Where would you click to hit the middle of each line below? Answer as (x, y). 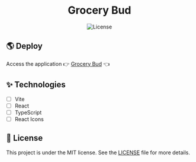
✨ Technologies (36, 85)
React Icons (29, 119)
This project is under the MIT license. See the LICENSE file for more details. (98, 153)
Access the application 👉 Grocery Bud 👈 (58, 63)
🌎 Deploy (24, 46)
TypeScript (28, 112)
